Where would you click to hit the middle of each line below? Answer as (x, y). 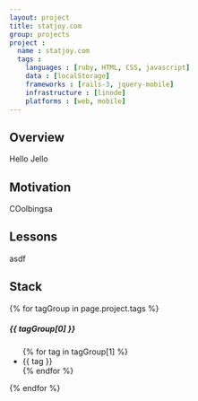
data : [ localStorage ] (68, 76)
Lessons (34, 237)
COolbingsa (31, 209)
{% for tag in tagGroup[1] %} (75, 352)
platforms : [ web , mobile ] (76, 101)
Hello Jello (29, 159)
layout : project (39, 17)
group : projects (39, 34)
